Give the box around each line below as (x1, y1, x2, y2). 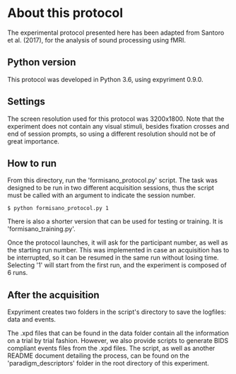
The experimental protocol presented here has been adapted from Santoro (7, 28, 225, 37)
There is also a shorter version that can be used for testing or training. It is (7, 217, 223, 226)
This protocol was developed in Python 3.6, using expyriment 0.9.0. (7, 75, 203, 83)
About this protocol (7, 5, 124, 21)
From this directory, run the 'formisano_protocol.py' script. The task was (7, 176, 218, 185)
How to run (7, 157, 57, 169)
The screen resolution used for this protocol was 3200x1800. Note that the (7, 115, 225, 123)
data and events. (7, 315, 57, 324)
